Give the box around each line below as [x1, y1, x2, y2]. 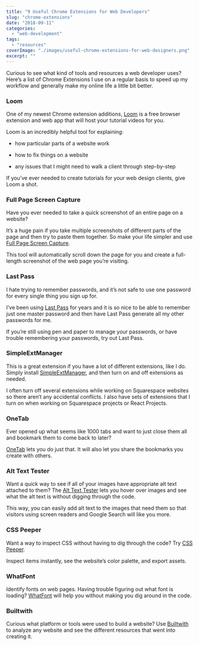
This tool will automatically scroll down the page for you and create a [6, 251, 175, 258]
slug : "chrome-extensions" [6, 14, 73, 20]
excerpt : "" [6, 53, 36, 59]
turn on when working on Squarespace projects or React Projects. [6, 400, 168, 407]
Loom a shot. [6, 180, 39, 188]
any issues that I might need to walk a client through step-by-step [14, 163, 176, 170]
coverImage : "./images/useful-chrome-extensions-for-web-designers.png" [6, 48, 190, 54]
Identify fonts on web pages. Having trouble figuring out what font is [6, 586, 173, 592]
